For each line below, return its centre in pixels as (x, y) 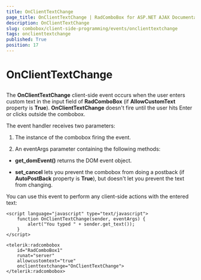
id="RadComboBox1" (40, 251)
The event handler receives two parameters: (61, 126)
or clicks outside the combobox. (46, 114)
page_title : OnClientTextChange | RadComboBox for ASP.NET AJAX (88, 17)
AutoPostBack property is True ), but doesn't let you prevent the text (99, 179)
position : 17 (22, 45)
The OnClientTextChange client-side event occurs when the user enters (96, 95)
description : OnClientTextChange (48, 23)
